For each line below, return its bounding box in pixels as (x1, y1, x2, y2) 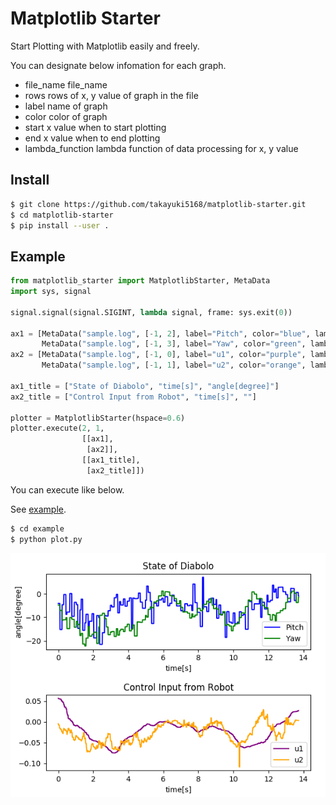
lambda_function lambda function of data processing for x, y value (24, 142, 299, 154)
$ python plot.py (10, 534, 83, 544)
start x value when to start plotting (24, 121, 167, 133)
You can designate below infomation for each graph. (10, 59, 227, 71)
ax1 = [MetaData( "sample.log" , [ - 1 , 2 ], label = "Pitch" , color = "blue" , (10, 328, 311, 339)
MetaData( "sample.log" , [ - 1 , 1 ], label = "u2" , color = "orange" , (41, 360, 307, 371)
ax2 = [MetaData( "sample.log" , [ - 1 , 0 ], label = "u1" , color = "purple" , (10, 350, 307, 360)
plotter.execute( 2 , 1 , (10, 423, 105, 434)
